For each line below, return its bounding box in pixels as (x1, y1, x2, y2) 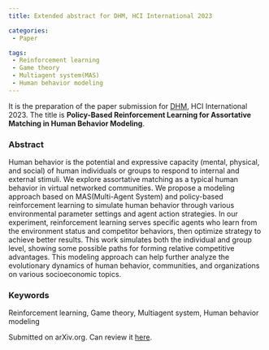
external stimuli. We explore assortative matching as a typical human (8, 175, 238, 184)
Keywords (8, 289, 50, 300)
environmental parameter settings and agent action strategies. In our (8, 209, 238, 219)
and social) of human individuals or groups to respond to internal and (8, 166, 240, 175)
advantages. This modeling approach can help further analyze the (8, 253, 230, 262)
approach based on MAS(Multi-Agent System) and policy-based (8, 192, 223, 201)
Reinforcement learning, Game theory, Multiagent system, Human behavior (8, 308, 259, 318)
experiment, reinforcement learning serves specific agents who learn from (8, 218, 258, 227)
